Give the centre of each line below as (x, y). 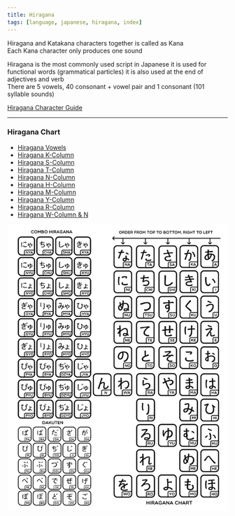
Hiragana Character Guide (45, 107)
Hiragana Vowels (42, 147)
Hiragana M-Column (47, 192)
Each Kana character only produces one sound (75, 50)
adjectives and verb (36, 79)
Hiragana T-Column (46, 170)
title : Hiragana (31, 15)
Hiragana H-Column (46, 184)
